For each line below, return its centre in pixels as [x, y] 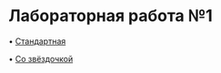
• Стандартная [37, 41]
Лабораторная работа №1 [110, 16]
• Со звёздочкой [41, 58]
